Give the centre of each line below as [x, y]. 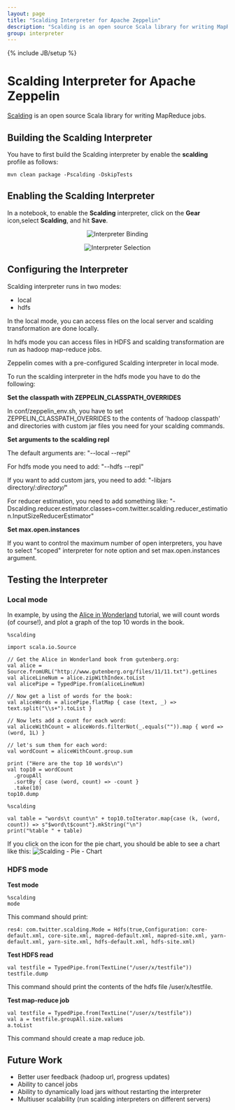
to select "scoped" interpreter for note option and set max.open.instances [114, 550]
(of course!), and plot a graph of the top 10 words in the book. [96, 622]
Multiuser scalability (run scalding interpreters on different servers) [114, 1100]
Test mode [23, 885]
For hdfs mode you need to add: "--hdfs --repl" [76, 467]
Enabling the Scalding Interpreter [81, 196]
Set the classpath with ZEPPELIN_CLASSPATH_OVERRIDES [94, 397]
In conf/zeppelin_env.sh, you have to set [65, 411]
